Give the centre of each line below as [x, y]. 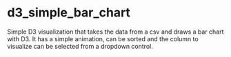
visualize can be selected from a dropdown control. [80, 46]
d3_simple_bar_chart [69, 13]
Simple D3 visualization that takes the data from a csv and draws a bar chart [115, 32]
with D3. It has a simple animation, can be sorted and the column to [103, 38]
